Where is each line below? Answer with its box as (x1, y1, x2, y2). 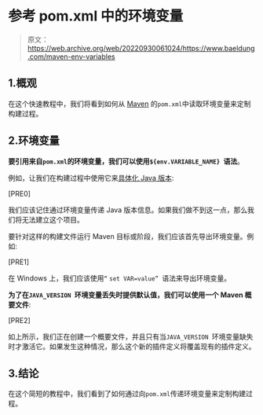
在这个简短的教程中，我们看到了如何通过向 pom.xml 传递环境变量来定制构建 (8, 389, 247, 398)
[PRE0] (8, 189, 31, 198)
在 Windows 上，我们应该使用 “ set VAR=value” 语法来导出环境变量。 (8, 273, 232, 283)
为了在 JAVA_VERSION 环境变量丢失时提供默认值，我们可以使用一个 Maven (8, 290, 243, 299)
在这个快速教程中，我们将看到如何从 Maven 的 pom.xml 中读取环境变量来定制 (8, 99, 251, 108)
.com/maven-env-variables (27, 52, 115, 61)
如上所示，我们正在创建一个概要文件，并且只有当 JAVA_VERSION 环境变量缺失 (8, 332, 254, 341)
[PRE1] (8, 257, 30, 266)
